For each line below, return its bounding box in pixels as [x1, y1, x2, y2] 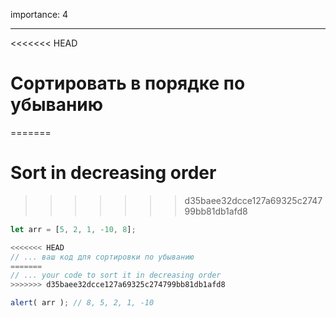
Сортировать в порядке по [10, 72, 246, 95]
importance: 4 [10, 9, 69, 20]
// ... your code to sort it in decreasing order [10, 270, 222, 281]
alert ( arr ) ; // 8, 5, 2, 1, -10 [10, 298, 155, 308]
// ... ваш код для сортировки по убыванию [10, 252, 195, 262]
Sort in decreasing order [10, 162, 217, 184]
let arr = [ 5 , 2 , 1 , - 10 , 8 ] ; [10, 224, 137, 234]
